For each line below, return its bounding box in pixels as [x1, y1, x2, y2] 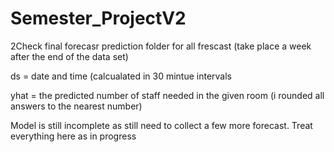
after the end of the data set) [10, 50, 129, 62]
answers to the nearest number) [10, 100, 143, 112]
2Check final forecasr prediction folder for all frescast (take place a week [10, 40, 312, 52]
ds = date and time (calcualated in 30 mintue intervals [10, 70, 232, 82]
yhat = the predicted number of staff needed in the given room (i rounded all [10, 89, 325, 101]
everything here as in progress [10, 130, 137, 142]
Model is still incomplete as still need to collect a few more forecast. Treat [10, 119, 313, 131]
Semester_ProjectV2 [10, 7, 187, 30]
